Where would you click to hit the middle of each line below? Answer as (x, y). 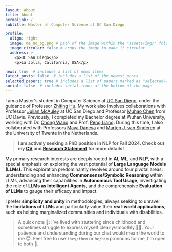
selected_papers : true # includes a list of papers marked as (73, 81)
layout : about (20, 10)
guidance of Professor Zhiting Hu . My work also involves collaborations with (86, 106)
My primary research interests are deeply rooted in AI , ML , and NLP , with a (84, 158)
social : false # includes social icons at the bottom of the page (79, 86)
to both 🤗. (28, 244)
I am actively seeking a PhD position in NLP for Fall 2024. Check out (91, 143)
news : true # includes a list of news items (55, 72)
